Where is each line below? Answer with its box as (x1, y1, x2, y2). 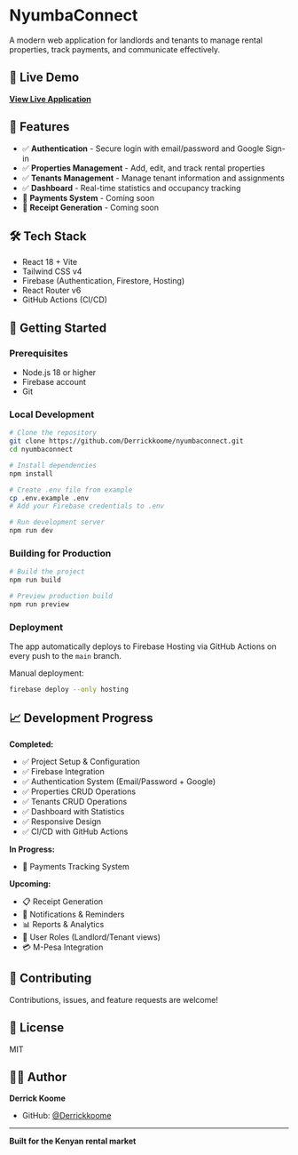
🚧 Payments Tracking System (21, 861, 130, 871)
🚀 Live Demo (9, 70, 80, 85)
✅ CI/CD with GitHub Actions (21, 826, 129, 837)
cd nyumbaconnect (9, 445, 74, 454)
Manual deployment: (9, 668, 84, 678)
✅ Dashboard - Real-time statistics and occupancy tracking (21, 182, 241, 193)
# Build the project (9, 567, 86, 576)
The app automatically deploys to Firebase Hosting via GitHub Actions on (9, 641, 277, 652)
